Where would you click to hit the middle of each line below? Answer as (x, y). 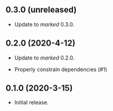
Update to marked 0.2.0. (45, 58)
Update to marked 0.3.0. (44, 24)
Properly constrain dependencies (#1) (61, 69)
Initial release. (31, 103)
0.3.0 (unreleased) (41, 10)
